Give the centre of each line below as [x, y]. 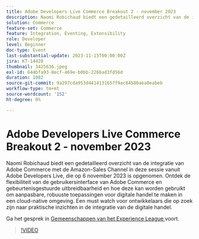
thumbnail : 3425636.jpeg [37, 67]
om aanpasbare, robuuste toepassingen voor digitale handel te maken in [94, 194]
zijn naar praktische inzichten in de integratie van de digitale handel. [89, 207]
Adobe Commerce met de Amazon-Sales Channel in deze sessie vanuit [93, 169]
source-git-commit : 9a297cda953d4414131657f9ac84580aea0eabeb [84, 83]
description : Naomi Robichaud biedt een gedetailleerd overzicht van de [98, 17]
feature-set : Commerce [34, 28]
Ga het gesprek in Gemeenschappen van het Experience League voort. [93, 218]
